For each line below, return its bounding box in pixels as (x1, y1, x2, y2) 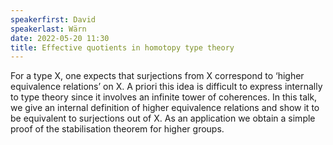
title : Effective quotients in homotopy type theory (10, 42, 235, 53)
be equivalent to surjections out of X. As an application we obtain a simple (10, 112, 316, 125)
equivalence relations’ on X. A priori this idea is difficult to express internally (10, 81, 323, 93)
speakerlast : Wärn (10, 24, 87, 34)
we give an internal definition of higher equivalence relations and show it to (10, 102, 320, 114)
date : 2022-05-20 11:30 (10, 33, 110, 43)
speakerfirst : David (10, 14, 97, 25)
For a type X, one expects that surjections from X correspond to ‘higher (10, 70, 305, 82)
